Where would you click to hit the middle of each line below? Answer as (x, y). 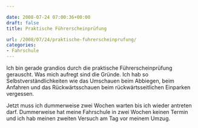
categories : (21, 45)
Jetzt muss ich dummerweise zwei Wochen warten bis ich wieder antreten (99, 106)
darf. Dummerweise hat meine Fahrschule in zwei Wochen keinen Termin (97, 112)
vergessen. (20, 94)
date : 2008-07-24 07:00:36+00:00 (48, 17)
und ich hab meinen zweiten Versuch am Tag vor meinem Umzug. (88, 118)
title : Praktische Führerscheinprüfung (57, 29)
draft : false (23, 23)
